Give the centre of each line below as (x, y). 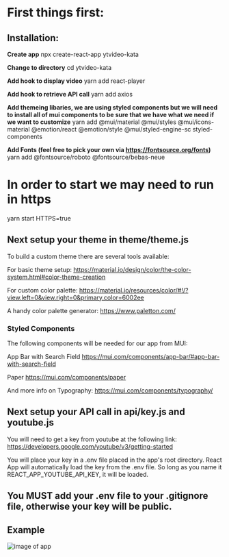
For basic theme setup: (39, 269)
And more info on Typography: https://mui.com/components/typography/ (110, 391)
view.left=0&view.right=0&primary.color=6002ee (76, 297)
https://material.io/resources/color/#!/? (134, 290)
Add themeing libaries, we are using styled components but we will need (112, 107)
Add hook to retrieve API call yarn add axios (70, 94)
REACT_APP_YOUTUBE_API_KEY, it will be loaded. (78, 474)
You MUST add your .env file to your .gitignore (108, 496)
